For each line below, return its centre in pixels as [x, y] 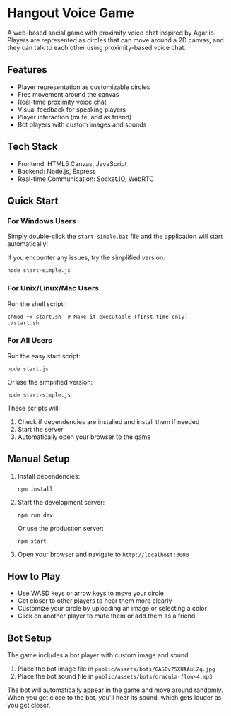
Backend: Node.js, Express [57, 171]
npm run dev [35, 515]
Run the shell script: [36, 304]
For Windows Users [42, 221]
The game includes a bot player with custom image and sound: [99, 655]
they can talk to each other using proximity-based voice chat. [96, 47]
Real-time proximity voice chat [62, 102]
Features [27, 70]
